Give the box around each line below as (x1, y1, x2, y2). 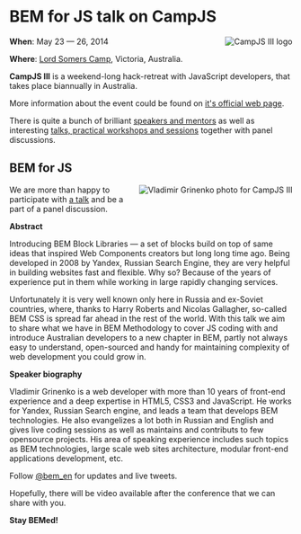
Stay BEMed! (9, 514, 58, 525)
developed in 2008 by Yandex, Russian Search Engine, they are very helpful (9, 257, 290, 268)
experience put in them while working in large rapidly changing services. (9, 276, 279, 287)
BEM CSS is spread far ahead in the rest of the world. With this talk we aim (9, 313, 286, 324)
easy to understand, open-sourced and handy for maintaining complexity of (9, 342, 290, 352)
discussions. (9, 134, 56, 145)
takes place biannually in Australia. (9, 80, 137, 91)
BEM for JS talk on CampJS (9, 6, 217, 27)
